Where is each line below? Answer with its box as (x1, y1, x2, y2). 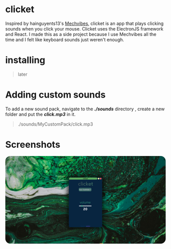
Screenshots (5, 139, 61, 150)
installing (5, 54, 46, 66)
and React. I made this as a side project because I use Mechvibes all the (5, 31, 157, 37)
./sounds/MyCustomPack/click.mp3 (17, 121, 93, 127)
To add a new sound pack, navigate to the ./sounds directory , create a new (5, 106, 165, 112)
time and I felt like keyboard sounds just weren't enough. (5, 37, 125, 43)
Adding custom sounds (5, 89, 106, 101)
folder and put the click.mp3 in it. (5, 111, 76, 117)
